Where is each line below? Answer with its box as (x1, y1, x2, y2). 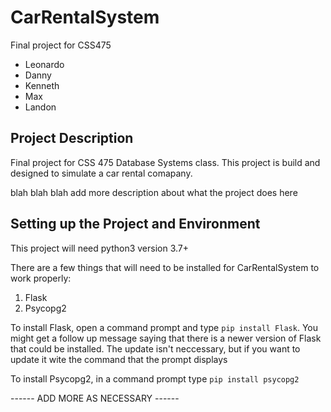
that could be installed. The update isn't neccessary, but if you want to (10, 342, 301, 355)
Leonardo (24, 58, 65, 70)
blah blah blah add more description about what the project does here (10, 186, 298, 198)
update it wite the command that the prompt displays (10, 353, 228, 365)
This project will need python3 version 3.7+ (10, 242, 190, 254)
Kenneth (24, 79, 60, 91)
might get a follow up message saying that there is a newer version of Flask (10, 332, 322, 344)
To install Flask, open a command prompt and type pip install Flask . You (10, 321, 318, 333)
